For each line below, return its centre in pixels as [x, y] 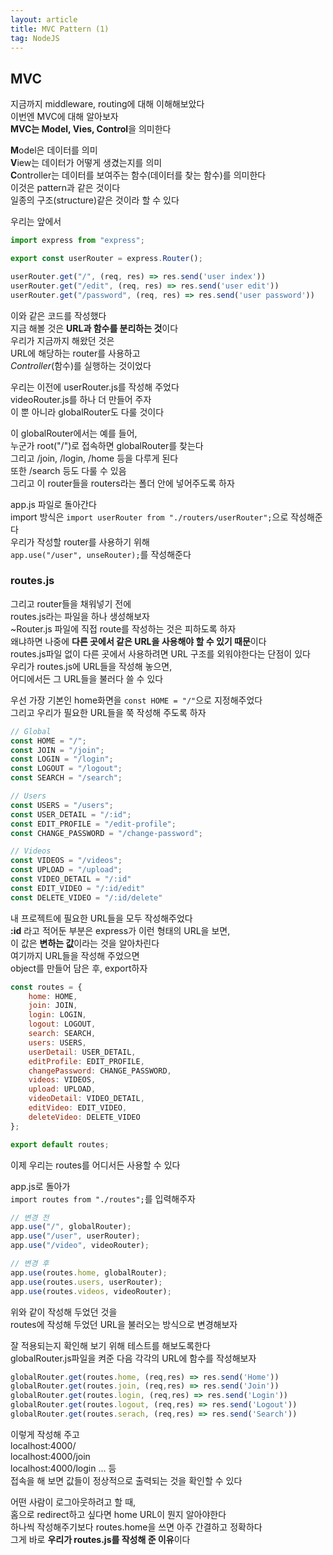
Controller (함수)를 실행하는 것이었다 [81, 365]
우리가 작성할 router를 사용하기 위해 [80, 542]
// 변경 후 [30, 1264]
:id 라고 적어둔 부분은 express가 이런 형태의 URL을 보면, [120, 930]
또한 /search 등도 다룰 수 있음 [68, 470]
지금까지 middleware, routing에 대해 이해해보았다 [107, 104]
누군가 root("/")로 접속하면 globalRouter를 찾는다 [107, 445]
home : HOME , [53, 996]
